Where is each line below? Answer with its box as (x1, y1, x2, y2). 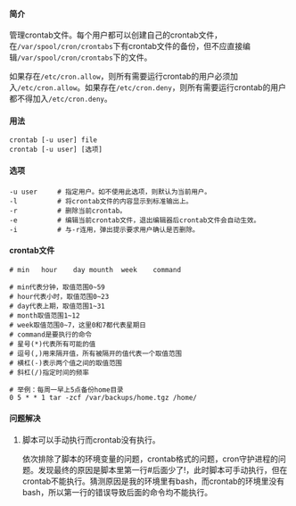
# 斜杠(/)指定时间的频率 (9, 368, 89, 377)
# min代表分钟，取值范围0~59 (9, 282, 105, 292)
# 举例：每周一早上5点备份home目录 (9, 385, 124, 394)
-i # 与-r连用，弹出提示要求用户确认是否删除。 (9, 225, 200, 234)
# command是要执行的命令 (9, 330, 92, 339)
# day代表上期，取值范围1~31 (9, 302, 105, 311)
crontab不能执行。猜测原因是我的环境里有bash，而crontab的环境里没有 (21, 476, 285, 486)
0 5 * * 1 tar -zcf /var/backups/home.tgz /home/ (9, 393, 198, 402)
